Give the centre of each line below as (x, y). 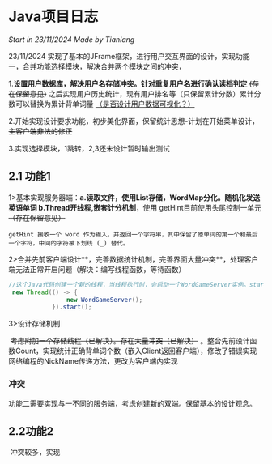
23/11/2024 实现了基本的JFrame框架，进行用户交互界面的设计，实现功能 (129, 56)
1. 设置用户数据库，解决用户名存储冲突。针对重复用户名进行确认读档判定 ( (130, 83)
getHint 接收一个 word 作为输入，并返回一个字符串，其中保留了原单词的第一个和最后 (133, 234)
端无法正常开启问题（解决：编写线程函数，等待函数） (97, 269)
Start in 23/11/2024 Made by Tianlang (72, 39)
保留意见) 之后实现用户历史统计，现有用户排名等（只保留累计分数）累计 (135, 93)
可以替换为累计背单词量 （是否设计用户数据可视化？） (105, 104)
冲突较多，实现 (35, 452)
